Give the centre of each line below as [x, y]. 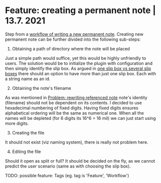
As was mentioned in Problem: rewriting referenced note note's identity [76, 98]
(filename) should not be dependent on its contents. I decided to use [73, 102]
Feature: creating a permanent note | [80, 10]
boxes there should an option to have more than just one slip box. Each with [81, 73]
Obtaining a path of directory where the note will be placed [71, 49]
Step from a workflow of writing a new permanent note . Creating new [74, 34]
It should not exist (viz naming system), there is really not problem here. [77, 142]
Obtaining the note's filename [41, 88]
